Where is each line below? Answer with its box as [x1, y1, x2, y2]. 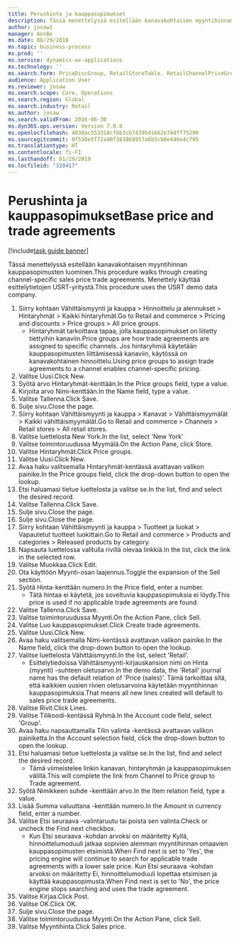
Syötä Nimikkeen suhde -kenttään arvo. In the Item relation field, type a [18, 786, 226, 795]
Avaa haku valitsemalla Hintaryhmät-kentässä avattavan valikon [18, 462, 204, 470]
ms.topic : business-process [8, 43, 91, 50]
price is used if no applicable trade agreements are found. [28, 597, 199, 607]
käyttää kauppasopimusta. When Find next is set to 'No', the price [28, 877, 220, 885]
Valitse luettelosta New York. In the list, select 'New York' [18, 432, 184, 441]
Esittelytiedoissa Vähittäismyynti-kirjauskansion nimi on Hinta [28, 658, 209, 667]
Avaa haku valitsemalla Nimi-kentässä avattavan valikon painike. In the [18, 636, 223, 644]
